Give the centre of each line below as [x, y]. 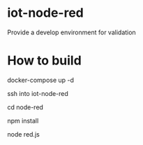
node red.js [23, 134]
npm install [23, 120]
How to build [44, 61]
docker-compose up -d [41, 80]
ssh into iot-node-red [38, 93]
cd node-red [25, 107]
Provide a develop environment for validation [71, 32]
